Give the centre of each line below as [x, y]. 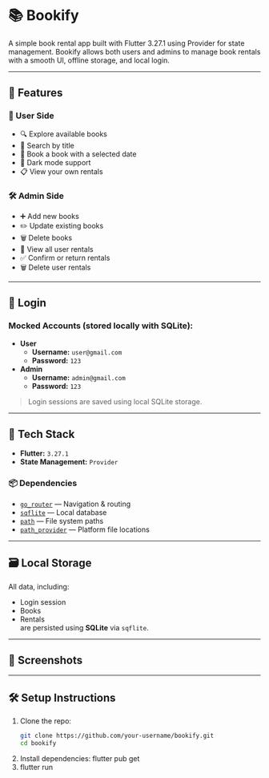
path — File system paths [62, 521]
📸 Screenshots [46, 660]
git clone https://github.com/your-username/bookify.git [117, 736]
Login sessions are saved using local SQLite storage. [115, 401]
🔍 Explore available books [64, 134]
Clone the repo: [46, 721]
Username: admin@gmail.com [78, 377]
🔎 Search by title [47, 145]
